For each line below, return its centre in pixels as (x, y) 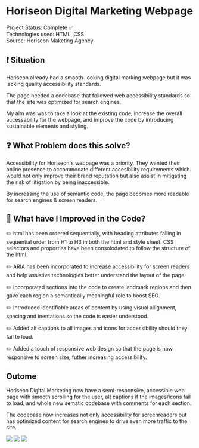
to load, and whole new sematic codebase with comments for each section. (99, 403)
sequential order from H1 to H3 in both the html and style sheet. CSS (90, 242)
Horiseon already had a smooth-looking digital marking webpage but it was (99, 77)
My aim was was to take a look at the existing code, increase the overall (94, 113)
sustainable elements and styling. (47, 126)
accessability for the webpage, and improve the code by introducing (90, 119)
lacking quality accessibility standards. (54, 84)
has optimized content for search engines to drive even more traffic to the (97, 421)
